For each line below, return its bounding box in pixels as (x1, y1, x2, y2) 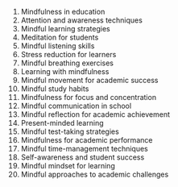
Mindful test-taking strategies (20, 127, 119, 136)
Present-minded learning (20, 118, 104, 127)
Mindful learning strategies (20, 24, 111, 33)
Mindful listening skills (20, 41, 95, 51)
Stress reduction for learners (20, 50, 117, 59)
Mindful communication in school (20, 101, 132, 110)
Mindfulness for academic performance (20, 135, 153, 144)
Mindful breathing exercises (20, 58, 114, 68)
